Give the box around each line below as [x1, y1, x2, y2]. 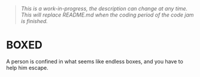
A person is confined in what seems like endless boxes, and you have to [6, 57, 183, 65]
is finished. [20, 18, 48, 24]
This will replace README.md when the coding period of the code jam [20, 11, 194, 18]
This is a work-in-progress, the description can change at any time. [20, 5, 188, 12]
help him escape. [6, 64, 49, 71]
